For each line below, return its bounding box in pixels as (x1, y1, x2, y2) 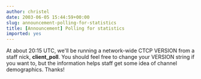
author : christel (6, 8, 50, 15)
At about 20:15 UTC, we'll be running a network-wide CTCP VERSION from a (6, 47, 195, 54)
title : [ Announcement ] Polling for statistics (6, 25, 125, 31)
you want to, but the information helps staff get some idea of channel (6, 60, 178, 67)
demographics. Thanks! (6, 66, 65, 73)
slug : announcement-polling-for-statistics (6, 20, 117, 26)
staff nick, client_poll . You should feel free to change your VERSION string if (6, 53, 195, 61)
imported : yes (6, 31, 42, 37)
